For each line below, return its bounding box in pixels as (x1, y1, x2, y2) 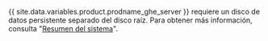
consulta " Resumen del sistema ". (8, 24, 119, 33)
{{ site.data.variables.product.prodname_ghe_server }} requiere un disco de (8, 7, 261, 16)
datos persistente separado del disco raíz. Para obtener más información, (8, 15, 253, 25)
